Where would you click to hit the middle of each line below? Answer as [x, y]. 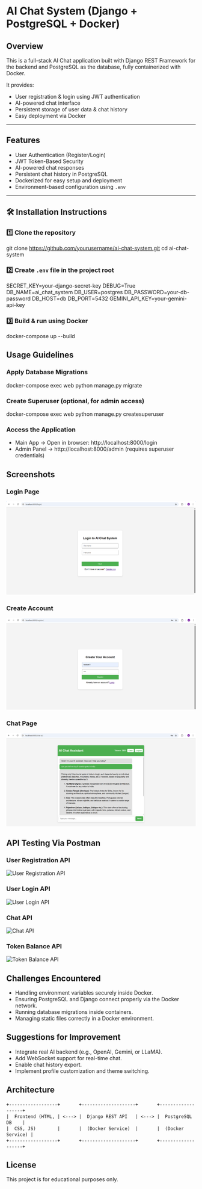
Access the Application [41, 430]
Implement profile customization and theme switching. [82, 1071]
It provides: [20, 85]
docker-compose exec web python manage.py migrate [74, 385]
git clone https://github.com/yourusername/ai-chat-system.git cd [87, 248]
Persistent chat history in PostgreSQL [61, 174]
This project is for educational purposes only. [62, 1179]
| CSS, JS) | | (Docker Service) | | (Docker [95, 1129]
